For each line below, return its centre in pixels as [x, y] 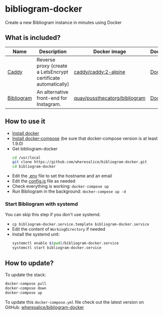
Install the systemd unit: [36, 234]
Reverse [46, 59]
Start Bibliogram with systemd [42, 204]
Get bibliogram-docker [35, 148]
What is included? [33, 38]
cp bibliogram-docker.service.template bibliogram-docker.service [81, 224]
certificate [48, 78]
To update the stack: [25, 275]
